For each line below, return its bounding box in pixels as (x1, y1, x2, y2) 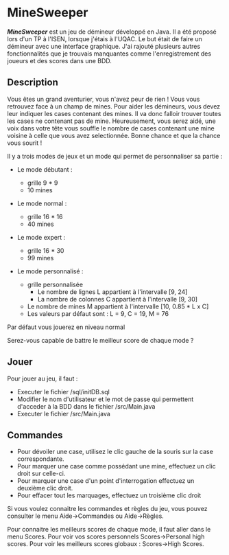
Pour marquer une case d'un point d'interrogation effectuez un (16, 477, 195, 485)
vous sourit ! (7, 139, 43, 147)
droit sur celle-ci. (16, 469, 66, 478)
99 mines (27, 253, 54, 262)
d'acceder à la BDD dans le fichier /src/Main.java (16, 402, 156, 410)
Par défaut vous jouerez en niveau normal (7, 323, 125, 331)
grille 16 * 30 (27, 246, 64, 255)
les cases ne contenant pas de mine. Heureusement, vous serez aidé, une (7, 117, 216, 125)
